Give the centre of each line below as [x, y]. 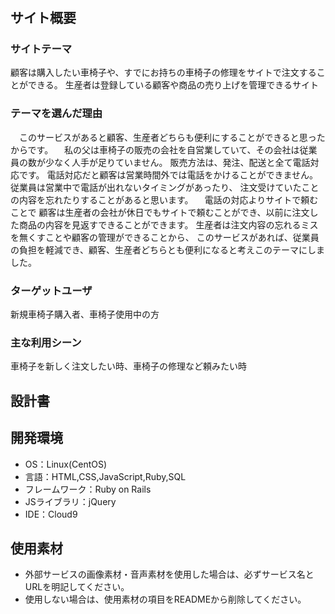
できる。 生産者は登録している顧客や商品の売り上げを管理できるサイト [173, 85]
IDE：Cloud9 [51, 514]
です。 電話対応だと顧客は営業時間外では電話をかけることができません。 [168, 174]
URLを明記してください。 [77, 587]
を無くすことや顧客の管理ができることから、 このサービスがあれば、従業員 [165, 237]
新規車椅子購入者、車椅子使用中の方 [85, 314]
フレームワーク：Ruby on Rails [88, 489]
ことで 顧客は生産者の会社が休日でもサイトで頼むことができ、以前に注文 [160, 212]
